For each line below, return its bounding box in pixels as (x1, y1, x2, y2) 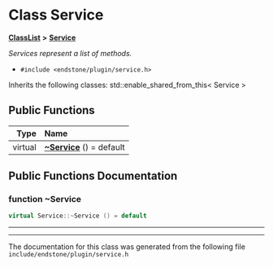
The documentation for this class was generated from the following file (8, 242, 246, 252)
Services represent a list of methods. (8, 48, 132, 58)
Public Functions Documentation (8, 169, 178, 183)
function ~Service (8, 194, 82, 205)
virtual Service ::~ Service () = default (8, 212, 148, 221)
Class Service (8, 6, 104, 24)
